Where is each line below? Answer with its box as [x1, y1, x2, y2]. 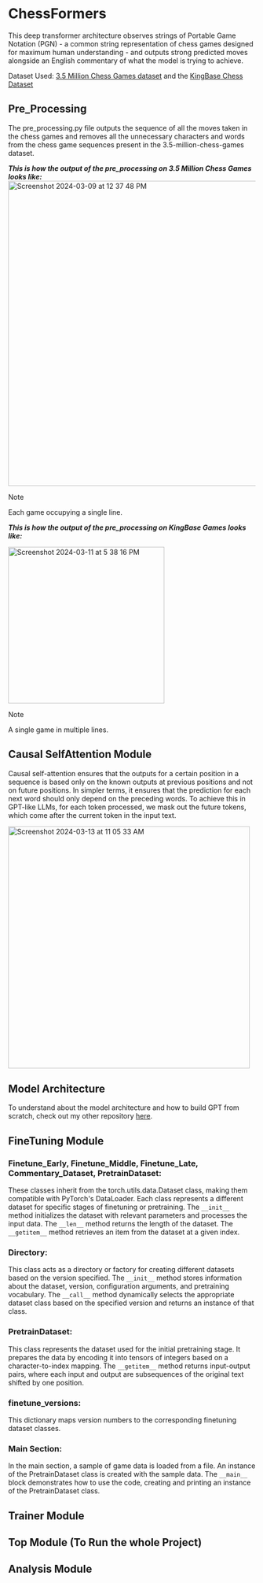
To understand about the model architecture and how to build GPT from [8, 1103, 239, 1112]
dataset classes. [8, 1423, 61, 1433]
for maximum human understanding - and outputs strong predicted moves [8, 47, 249, 57]
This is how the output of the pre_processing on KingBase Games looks [8, 523, 247, 532]
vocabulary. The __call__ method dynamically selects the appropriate [8, 1290, 235, 1300]
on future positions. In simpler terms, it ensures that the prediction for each [8, 785, 251, 795]
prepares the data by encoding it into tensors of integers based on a [8, 1352, 229, 1362]
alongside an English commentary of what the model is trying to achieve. [8, 56, 243, 65]
